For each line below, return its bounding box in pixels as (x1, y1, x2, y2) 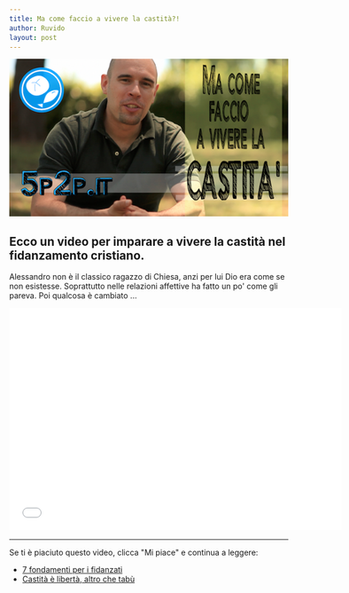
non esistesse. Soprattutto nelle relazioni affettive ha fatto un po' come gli (9, 281, 278, 292)
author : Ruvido (9, 23, 66, 33)
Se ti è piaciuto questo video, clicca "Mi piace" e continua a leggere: (9, 547, 259, 558)
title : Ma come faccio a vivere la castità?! (9, 14, 180, 23)
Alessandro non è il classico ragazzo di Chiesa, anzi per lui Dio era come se (9, 272, 285, 282)
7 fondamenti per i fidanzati (21, 565, 123, 575)
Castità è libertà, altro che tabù (21, 573, 136, 585)
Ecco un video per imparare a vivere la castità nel (9, 233, 286, 249)
